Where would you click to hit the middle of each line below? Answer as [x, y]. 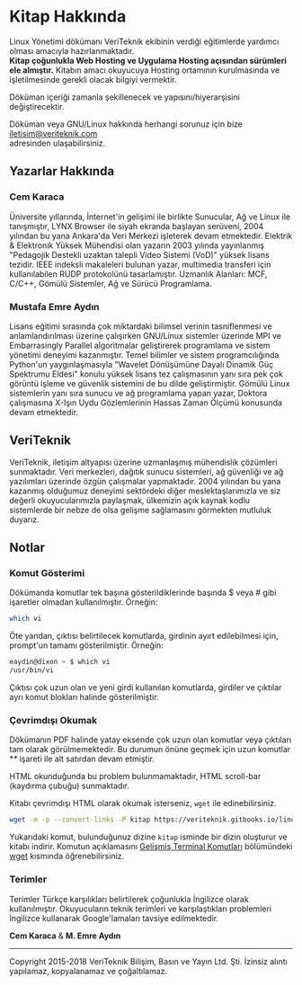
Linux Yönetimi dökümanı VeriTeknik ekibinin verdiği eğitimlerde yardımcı [144, 41]
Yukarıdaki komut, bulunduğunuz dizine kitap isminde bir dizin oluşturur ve [148, 837]
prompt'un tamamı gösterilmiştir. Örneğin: [86, 645]
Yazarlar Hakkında [62, 171]
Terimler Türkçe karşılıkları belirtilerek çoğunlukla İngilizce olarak [129, 899]
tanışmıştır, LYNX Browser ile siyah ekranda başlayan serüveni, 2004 [137, 226]
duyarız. [25, 519]
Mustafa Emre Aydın [55, 306]
